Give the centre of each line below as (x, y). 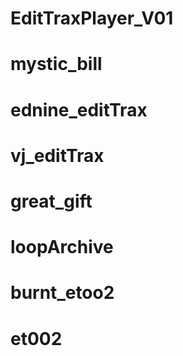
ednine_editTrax (79, 109)
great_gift (51, 201)
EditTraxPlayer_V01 (92, 18)
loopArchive (62, 247)
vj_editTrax (57, 155)
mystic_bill (56, 64)
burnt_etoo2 (62, 293)
